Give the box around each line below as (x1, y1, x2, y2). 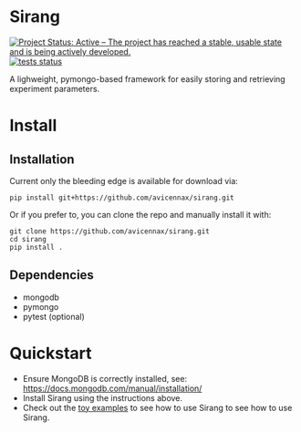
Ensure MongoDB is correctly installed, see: (22, 373, 188, 384)
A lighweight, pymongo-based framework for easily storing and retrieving (9, 73, 285, 84)
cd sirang (9, 234, 47, 243)
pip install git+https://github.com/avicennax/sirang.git (9, 193, 234, 202)
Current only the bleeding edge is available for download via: (9, 175, 239, 186)
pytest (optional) (22, 311, 85, 322)
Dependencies (9, 267, 94, 283)
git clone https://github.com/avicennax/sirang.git (9, 226, 210, 236)
